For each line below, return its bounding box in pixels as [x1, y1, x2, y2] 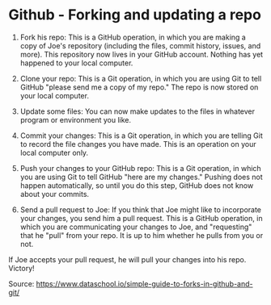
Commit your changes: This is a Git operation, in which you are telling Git [19, 131, 263, 140]
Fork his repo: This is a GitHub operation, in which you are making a [19, 32, 247, 42]
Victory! [8, 263, 35, 273]
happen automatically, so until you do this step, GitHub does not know [19, 180, 254, 190]
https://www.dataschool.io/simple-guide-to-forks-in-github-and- [36, 278, 253, 288]
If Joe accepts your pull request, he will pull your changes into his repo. [8, 254, 247, 264]
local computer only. [19, 148, 89, 157]
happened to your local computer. [19, 58, 133, 68]
